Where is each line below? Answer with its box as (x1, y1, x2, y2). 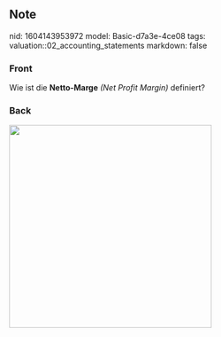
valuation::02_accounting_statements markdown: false (9, 40, 208, 51)
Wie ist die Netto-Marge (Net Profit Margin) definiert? (9, 82, 206, 93)
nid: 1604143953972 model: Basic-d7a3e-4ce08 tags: (9, 30, 206, 41)
